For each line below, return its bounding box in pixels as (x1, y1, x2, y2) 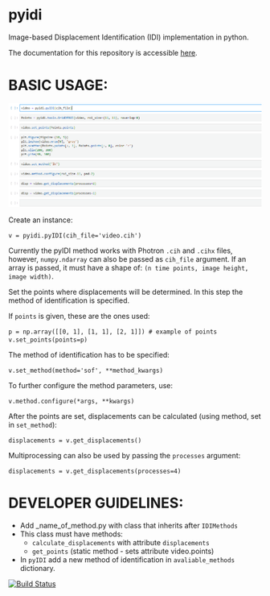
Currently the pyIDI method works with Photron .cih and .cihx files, (8, 246, 233, 255)
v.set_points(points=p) (8, 336, 88, 344)
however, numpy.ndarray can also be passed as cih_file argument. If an (8, 254, 247, 263)
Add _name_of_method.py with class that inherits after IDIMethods (19, 520, 239, 530)
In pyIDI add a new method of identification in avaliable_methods (19, 554, 235, 565)
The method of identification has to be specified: (8, 350, 170, 359)
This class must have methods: (19, 529, 123, 539)
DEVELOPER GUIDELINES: (8, 494, 184, 512)
